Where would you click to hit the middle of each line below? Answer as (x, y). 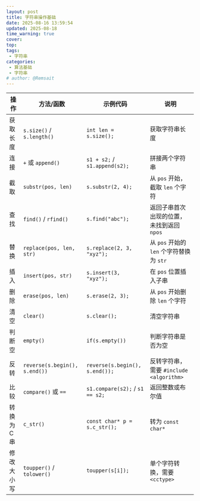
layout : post (22, 12)
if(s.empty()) (106, 341)
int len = (100, 130)
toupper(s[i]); (108, 471)
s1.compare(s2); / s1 (115, 389)
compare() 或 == (45, 392)
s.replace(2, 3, (109, 248)
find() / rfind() (46, 219)
